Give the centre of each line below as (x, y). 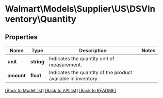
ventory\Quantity (41, 19)
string (37, 62)
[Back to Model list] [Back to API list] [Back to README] (61, 91)
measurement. (66, 65)
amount (16, 76)
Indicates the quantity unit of (82, 59)
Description (93, 50)
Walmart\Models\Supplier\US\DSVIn (80, 9)
